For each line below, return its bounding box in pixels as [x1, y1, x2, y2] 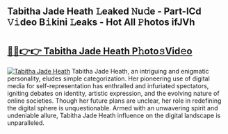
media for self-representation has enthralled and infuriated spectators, [7, 82, 209, 90]
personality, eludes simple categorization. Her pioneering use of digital [7, 74, 210, 83]
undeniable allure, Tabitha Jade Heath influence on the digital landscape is [7, 111, 221, 119]
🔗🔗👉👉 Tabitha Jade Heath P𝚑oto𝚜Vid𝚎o [7, 45, 193, 57]
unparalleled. [7, 119, 45, 127]
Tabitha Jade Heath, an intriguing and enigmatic [72, 67, 210, 75]
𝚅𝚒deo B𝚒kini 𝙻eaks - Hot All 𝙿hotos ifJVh [7, 17, 195, 28]
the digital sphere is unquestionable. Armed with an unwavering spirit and [7, 104, 218, 112]
